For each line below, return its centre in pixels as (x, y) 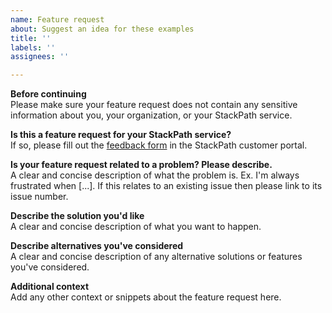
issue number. (39, 197)
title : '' (31, 38)
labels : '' (33, 47)
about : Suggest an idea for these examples (102, 29)
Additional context (50, 287)
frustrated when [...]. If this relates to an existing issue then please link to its (166, 186)
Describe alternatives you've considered (97, 246)
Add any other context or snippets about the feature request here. (146, 297)
